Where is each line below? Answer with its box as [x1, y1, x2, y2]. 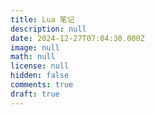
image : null [10, 42, 60, 53]
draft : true [10, 89, 60, 99]
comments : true [10, 80, 74, 90]
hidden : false [10, 71, 70, 81]
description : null [10, 24, 87, 34]
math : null [10, 52, 56, 62]
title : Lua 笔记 [10, 14, 75, 25]
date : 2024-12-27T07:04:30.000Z [10, 33, 145, 43]
